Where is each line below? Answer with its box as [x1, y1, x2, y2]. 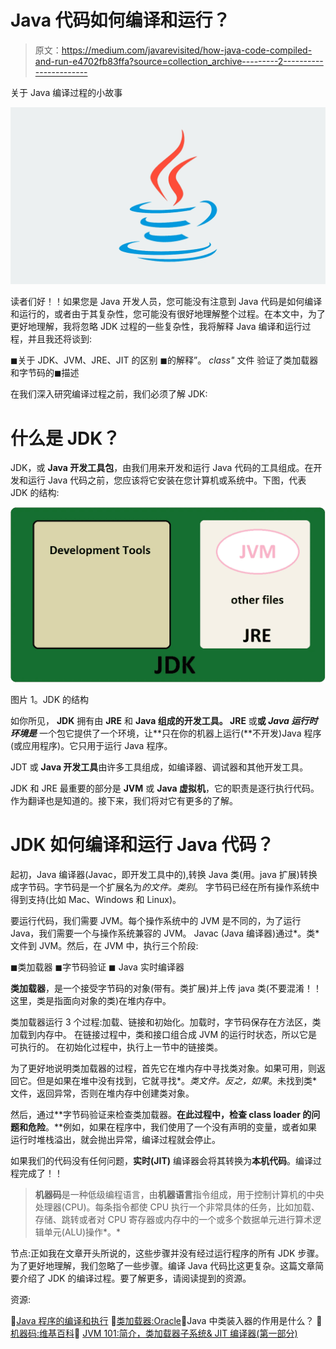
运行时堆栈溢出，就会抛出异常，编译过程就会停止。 [10, 1133, 221, 1145]
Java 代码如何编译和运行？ [10, 9, 231, 32]
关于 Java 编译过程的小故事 [10, 86, 123, 98]
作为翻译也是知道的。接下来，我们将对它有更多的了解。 [10, 794, 238, 806]
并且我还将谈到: [27, 333, 93, 345]
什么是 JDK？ [10, 427, 121, 450]
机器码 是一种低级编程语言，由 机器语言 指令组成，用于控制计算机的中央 [34, 1188, 325, 1200]
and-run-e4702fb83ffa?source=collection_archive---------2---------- [34, 55, 324, 67]
